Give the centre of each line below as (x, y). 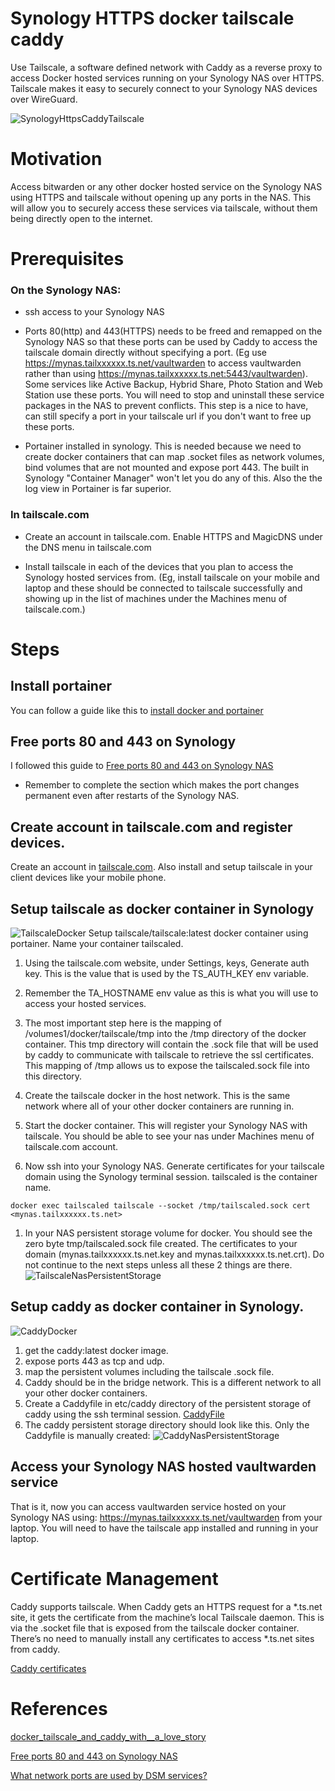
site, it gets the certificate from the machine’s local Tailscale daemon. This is (167, 1617)
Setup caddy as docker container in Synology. (157, 1307)
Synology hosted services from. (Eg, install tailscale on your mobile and (172, 577)
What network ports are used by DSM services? (109, 1775)
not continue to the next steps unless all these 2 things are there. (158, 1265)
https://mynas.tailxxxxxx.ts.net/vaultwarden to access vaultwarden (163, 363)
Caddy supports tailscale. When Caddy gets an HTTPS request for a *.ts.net (166, 1606)
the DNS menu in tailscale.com (88, 547)
